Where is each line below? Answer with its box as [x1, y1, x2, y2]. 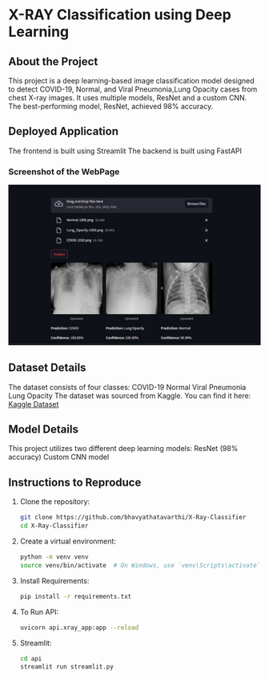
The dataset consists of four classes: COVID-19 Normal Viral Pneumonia [8, 382, 247, 392]
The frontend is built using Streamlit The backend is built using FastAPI [8, 146, 243, 156]
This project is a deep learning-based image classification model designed [8, 76, 255, 85]
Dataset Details [8, 361, 86, 375]
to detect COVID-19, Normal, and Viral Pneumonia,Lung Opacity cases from [8, 84, 258, 94]
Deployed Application [8, 124, 118, 138]
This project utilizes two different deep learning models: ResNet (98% [8, 444, 239, 453]
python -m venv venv [19, 553, 89, 561]
